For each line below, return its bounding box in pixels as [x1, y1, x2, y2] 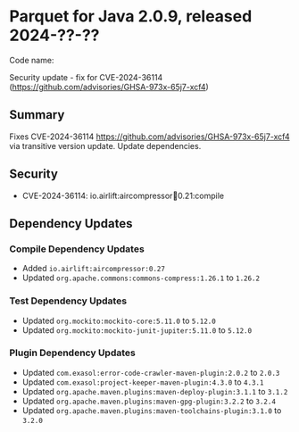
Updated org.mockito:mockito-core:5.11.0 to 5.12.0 [21, 315, 216, 326]
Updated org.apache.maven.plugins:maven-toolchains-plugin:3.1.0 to [21, 404, 282, 416]
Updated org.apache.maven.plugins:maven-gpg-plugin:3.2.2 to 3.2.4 [21, 395, 277, 406]
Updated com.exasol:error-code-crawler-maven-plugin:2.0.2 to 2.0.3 [21, 367, 280, 378]
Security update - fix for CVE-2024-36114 [9, 71, 163, 82]
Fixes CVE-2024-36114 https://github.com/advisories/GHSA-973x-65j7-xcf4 [9, 131, 290, 142]
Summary [9, 107, 65, 122]
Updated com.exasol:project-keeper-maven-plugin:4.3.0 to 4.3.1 [21, 377, 264, 387]
